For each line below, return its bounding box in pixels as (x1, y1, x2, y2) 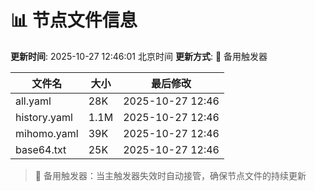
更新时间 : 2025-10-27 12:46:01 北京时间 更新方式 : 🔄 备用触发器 (10, 50, 268, 62)
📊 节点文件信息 (10, 9, 138, 32)
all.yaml (15, 94, 52, 108)
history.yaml (15, 110, 73, 124)
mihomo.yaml (15, 126, 79, 140)
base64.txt (15, 142, 67, 156)
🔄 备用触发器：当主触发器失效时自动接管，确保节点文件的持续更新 (34, 169, 307, 181)
